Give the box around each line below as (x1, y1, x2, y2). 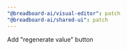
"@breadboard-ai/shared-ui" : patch (7, 16, 109, 23)
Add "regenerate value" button (7, 35, 94, 43)
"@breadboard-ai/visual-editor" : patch (7, 10, 121, 17)
